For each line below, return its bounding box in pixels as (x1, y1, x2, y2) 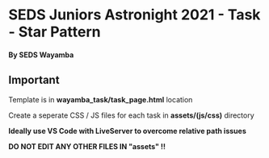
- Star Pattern (8, 23, 101, 41)
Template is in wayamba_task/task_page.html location (8, 94, 193, 104)
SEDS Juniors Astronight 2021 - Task (8, 6, 261, 24)
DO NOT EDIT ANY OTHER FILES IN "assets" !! (8, 141, 166, 151)
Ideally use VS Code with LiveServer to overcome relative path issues (8, 126, 246, 135)
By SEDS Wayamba (8, 50, 74, 60)
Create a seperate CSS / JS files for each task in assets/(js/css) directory (8, 110, 254, 120)
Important (8, 73, 60, 87)
